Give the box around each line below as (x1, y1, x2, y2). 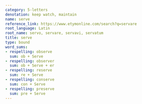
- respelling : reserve (5, 68, 52, 73)
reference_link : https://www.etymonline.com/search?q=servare (5, 21, 137, 26)
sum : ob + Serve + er (9, 63, 55, 68)
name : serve (5, 16, 30, 21)
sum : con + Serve (9, 81, 46, 86)
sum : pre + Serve (9, 91, 46, 96)
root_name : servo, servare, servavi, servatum (5, 30, 104, 35)
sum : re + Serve (9, 72, 43, 77)
